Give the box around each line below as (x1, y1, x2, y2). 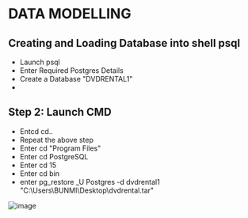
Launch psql (19, 57, 61, 67)
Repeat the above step (19, 135, 93, 144)
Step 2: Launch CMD (8, 105, 113, 119)
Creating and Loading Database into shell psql (8, 36, 240, 50)
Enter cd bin (19, 168, 60, 178)
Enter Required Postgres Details (19, 66, 124, 75)
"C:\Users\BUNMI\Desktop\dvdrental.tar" (19, 185, 155, 195)
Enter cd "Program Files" (19, 143, 101, 153)
